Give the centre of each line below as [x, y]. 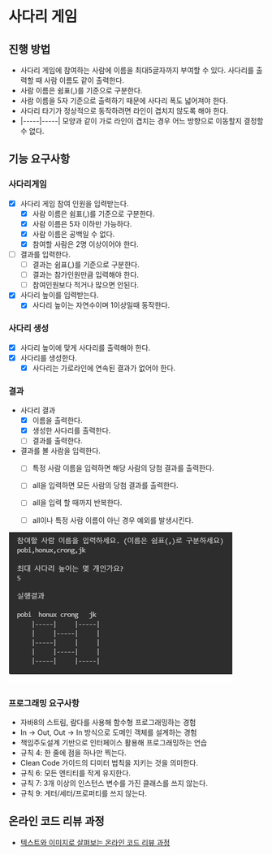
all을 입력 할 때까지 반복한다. [77, 503]
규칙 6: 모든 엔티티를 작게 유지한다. [76, 773]
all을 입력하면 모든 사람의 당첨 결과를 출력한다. [105, 486]
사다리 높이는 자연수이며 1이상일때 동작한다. [101, 305]
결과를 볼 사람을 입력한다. [60, 451]
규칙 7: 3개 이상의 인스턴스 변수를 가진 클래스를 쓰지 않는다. [114, 783]
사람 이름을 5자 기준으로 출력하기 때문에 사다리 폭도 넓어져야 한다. [124, 101]
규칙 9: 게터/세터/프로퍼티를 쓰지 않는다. [84, 793]
